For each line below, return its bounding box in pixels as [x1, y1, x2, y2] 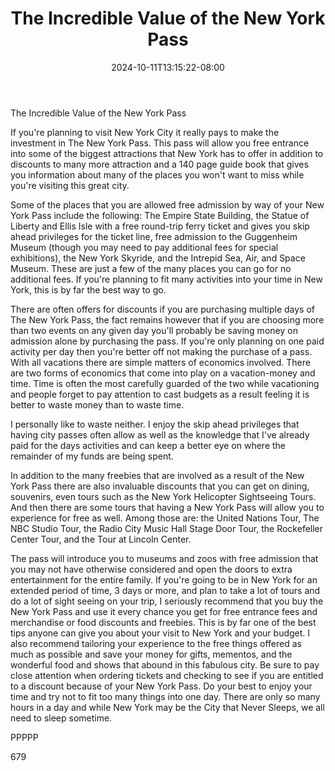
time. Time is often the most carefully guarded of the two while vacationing [10, 377, 320, 389]
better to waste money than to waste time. [10, 398, 185, 411]
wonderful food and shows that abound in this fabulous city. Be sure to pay [10, 658, 320, 671]
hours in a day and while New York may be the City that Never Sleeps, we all [10, 701, 325, 713]
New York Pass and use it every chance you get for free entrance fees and [10, 605, 318, 617]
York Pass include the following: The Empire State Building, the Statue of [10, 209, 310, 221]
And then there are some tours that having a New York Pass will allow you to [10, 501, 325, 513]
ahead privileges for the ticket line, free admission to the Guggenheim [10, 230, 298, 242]
